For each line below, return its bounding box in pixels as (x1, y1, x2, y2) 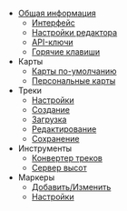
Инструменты (17, 143, 73, 154)
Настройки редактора (31, 27, 118, 37)
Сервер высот (31, 163, 88, 173)
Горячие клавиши (31, 46, 101, 57)
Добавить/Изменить (31, 182, 112, 192)
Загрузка (31, 114, 67, 125)
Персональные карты (31, 75, 116, 85)
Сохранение (31, 134, 80, 144)
